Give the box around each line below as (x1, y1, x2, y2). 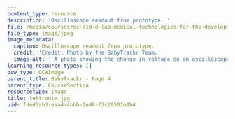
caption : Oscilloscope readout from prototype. (13, 43, 155, 50)
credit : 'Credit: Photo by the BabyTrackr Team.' (13, 50, 161, 57)
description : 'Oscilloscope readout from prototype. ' (7, 17, 171, 24)
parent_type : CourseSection (7, 82, 90, 89)
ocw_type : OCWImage (7, 69, 64, 76)
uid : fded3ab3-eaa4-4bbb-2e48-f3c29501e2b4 (7, 101, 136, 108)
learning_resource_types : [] (7, 62, 92, 69)
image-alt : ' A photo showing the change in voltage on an (13, 56, 190, 63)
